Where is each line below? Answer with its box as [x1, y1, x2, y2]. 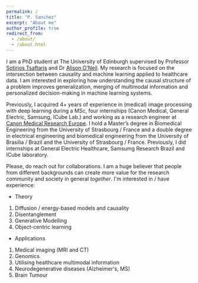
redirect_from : [6, 31, 44, 37]
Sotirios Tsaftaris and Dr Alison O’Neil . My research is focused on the [6, 64, 175, 71]
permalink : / [6, 8, 38, 15]
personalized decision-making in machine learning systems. [6, 89, 152, 97]
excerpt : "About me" [6, 20, 57, 25]
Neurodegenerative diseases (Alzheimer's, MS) [14, 265, 131, 272]
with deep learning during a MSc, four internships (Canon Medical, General [6, 107, 189, 114]
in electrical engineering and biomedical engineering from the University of [6, 132, 189, 139]
